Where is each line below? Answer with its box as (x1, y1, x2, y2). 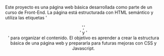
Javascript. (72, 46, 95, 51)
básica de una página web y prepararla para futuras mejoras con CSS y (10, 40, 157, 46)
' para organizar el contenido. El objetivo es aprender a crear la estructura (7, 35, 160, 41)
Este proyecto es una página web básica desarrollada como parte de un (5, 4, 153, 10)
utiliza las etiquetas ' (5, 15, 47, 20)
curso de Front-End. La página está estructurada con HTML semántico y (5, 9, 154, 15)
